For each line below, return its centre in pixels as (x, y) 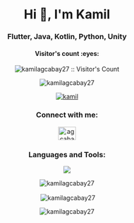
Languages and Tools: (67, 154)
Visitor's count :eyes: (67, 53)
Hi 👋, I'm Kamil (67, 15)
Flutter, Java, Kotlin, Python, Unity (67, 37)
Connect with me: (67, 115)
